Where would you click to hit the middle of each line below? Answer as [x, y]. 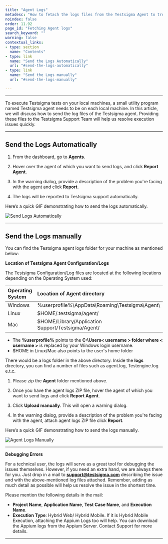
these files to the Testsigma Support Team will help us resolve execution [80, 119]
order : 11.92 [19, 24]
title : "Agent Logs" [27, 10]
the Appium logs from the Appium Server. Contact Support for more [82, 526]
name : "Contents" [28, 52]
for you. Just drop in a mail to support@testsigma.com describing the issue [84, 475]
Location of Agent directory [71, 294]
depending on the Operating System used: [49, 278]
